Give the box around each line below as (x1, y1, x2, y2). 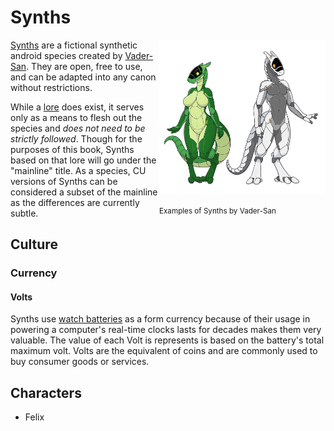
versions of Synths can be (10, 175, 118, 187)
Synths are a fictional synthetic (10, 39, 138, 51)
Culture (10, 236, 58, 253)
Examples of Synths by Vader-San (159, 206, 277, 216)
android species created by (10, 49, 123, 61)
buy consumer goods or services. (10, 356, 150, 368)
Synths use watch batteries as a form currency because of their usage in (10, 313, 311, 325)
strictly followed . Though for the (10, 132, 143, 145)
